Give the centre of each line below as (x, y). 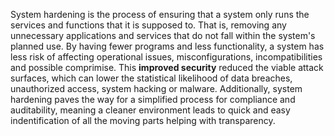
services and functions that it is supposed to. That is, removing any (148, 25)
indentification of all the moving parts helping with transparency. (143, 120)
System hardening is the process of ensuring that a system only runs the (160, 14)
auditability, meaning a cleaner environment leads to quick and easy (150, 110)
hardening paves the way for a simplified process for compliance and (153, 99)
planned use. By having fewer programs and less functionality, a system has (167, 46)
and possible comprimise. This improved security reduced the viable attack (167, 67)
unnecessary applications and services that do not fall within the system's (163, 35)
